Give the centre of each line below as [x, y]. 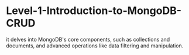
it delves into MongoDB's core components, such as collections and [88, 39]
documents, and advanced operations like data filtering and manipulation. [95, 46]
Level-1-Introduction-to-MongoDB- [94, 11]
